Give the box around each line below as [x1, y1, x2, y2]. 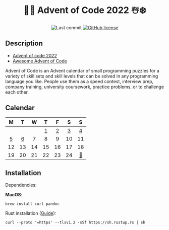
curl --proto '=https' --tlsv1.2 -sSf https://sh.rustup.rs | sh [5, 220, 145, 225]
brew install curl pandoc [5, 201, 60, 207]
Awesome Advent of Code [12, 58, 67, 64]
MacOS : [5, 192, 23, 198]
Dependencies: [5, 182, 37, 188]
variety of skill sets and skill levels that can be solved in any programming [5, 73, 158, 79]
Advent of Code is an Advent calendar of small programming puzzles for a [5, 67, 160, 73]
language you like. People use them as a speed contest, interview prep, [5, 78, 154, 84]
